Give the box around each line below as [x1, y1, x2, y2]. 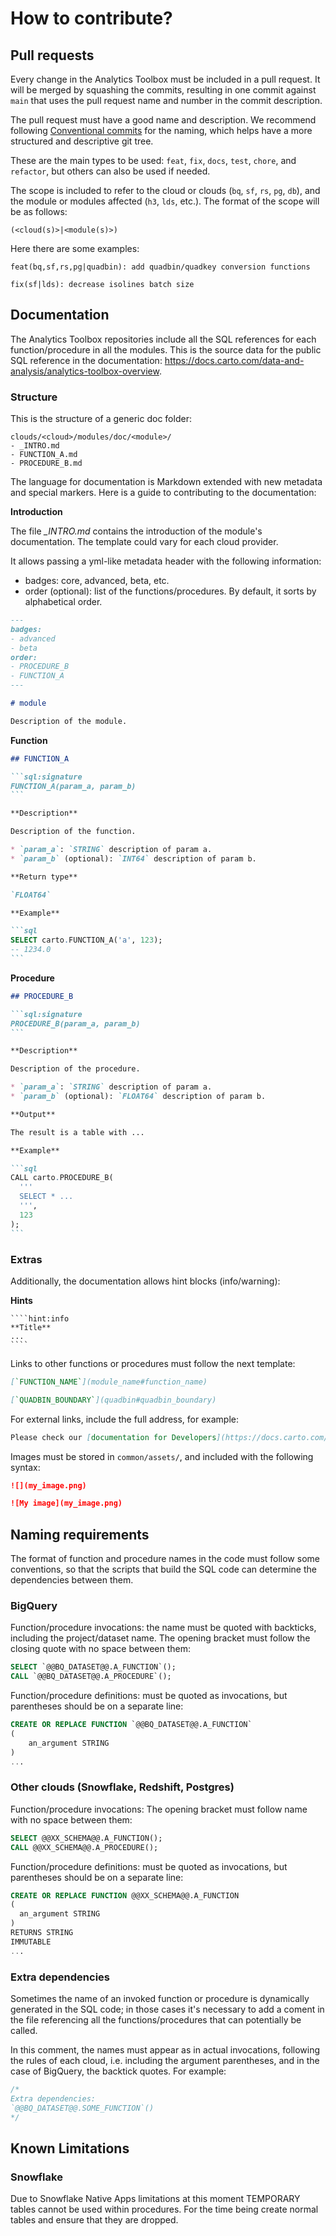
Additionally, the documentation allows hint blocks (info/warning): [10, 1275, 281, 1287]
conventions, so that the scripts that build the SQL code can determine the [10, 1563, 317, 1576]
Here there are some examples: [10, 243, 140, 254]
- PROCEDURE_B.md [10, 458, 83, 469]
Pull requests [10, 47, 95, 64]
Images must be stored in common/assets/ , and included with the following [10, 1450, 314, 1462]
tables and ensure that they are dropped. [10, 2214, 179, 2226]
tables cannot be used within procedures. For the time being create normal [10, 2203, 319, 2216]
